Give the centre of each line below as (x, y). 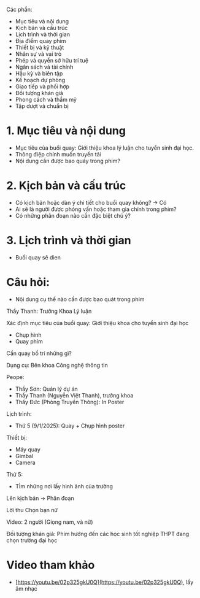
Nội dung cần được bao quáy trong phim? (68, 161)
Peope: (15, 377)
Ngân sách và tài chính (44, 67)
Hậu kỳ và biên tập (39, 73)
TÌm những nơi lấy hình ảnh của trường (64, 486)
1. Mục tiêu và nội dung (66, 131)
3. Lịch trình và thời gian (69, 241)
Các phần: (19, 10)
